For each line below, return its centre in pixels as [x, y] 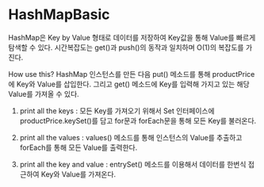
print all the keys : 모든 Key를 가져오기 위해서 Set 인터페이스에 [117, 111]
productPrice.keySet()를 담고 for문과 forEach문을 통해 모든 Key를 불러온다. [138, 120]
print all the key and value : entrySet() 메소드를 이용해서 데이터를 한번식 [133, 164]
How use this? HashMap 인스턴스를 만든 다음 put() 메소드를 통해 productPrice [132, 74]
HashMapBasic [59, 15]
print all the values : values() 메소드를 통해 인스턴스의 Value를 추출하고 [131, 137]
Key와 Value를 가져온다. [78, 174]
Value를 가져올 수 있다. [44, 93]
